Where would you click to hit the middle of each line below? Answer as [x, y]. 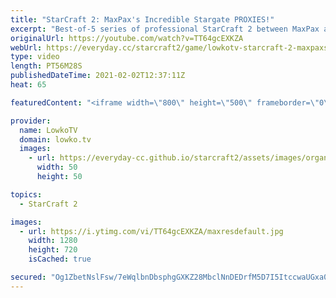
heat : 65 [28, 85]
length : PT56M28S [46, 66]
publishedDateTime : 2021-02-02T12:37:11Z [98, 76]
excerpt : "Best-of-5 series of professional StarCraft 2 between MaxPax [165, 29]
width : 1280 [53, 241]
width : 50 [57, 167]
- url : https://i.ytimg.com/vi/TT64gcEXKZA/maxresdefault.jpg [151, 231]
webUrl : [26, 47]
